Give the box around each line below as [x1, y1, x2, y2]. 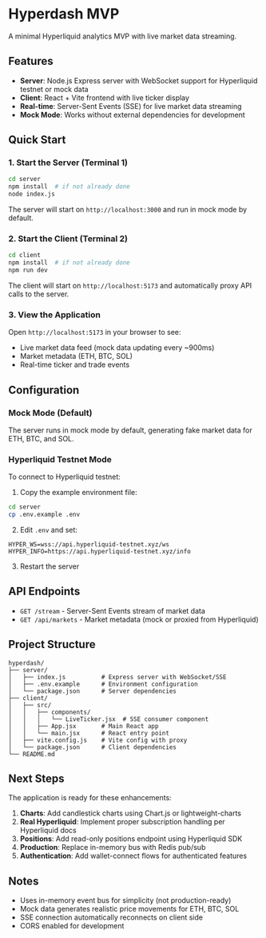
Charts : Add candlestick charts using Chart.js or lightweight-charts [19, 808, 242, 818]
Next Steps [8, 772, 65, 786]
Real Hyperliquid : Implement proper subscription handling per [19, 817, 225, 827]
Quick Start [8, 133, 66, 147]
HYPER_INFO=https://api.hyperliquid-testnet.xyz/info [8, 548, 192, 556]
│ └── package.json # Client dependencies [8, 743, 177, 751]
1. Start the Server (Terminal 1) [8, 157, 128, 168]
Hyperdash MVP [8, 5, 120, 23]
